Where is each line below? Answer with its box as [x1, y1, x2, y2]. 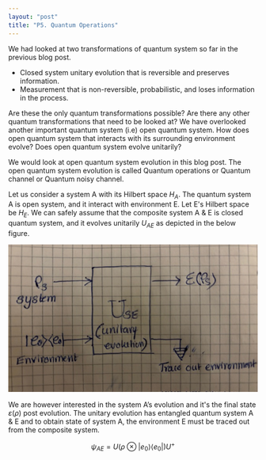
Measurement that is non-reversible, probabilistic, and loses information [19, 84, 255, 94]
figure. [8, 228, 30, 238]
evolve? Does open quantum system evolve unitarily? [8, 142, 182, 151]
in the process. [19, 93, 69, 102]
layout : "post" [8, 13, 59, 21]
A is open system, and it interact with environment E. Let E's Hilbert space [8, 200, 249, 209]
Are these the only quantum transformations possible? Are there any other [8, 108, 251, 118]
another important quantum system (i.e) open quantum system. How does [8, 125, 249, 135]
